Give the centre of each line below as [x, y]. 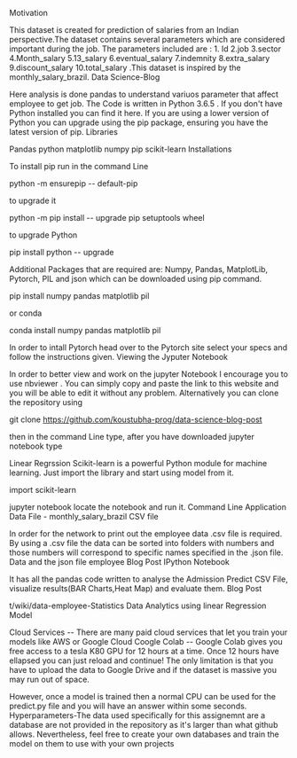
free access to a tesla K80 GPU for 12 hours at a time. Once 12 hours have [144, 651]
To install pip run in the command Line [79, 166]
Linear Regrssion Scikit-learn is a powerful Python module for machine [138, 463]
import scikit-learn [43, 490]
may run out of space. [50, 679]
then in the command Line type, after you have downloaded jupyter [132, 437]
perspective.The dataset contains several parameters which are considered [147, 39]
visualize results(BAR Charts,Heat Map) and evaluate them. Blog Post [136, 588]
